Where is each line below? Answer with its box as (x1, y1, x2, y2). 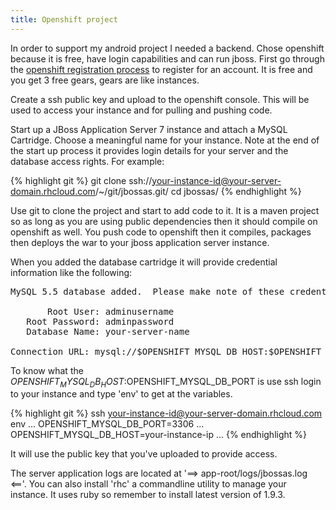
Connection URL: (10, 346, 90, 357)
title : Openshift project (10, 14, 118, 25)
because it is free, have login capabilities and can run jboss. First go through (10, 52, 325, 65)
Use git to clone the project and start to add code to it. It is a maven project (10, 204, 320, 216)
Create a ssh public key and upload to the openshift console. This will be (10, 93, 310, 105)
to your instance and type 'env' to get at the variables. (10, 388, 233, 400)
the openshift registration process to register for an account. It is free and (10, 63, 313, 75)
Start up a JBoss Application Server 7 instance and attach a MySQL (10, 123, 288, 135)
